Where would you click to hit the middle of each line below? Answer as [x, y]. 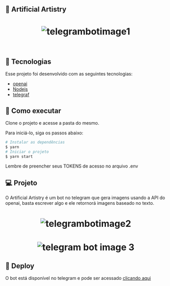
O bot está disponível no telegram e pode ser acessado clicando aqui [78, 278]
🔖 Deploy [20, 266]
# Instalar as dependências [35, 142]
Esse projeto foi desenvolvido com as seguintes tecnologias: [69, 74]
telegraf [21, 94]
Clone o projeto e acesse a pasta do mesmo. [52, 123]
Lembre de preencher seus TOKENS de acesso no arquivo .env [72, 166]
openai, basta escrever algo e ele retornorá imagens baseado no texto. [80, 203]
